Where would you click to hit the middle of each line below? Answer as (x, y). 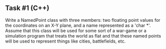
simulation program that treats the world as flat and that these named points (83, 36)
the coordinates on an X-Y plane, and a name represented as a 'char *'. (78, 25)
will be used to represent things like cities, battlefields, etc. (66, 41)
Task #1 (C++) (27, 8)
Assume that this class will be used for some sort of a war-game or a (76, 30)
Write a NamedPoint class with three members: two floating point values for (83, 20)
